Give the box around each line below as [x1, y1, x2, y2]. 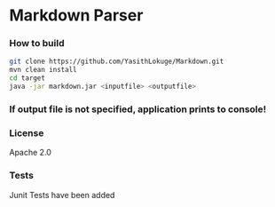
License [9, 126, 44, 139]
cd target [9, 74, 46, 83]
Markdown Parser [9, 5, 144, 26]
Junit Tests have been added [9, 189, 115, 200]
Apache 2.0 [9, 147, 51, 158]
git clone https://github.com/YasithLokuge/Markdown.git [9, 57, 224, 67]
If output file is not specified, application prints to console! [9, 103, 267, 115]
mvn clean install [9, 66, 77, 75]
